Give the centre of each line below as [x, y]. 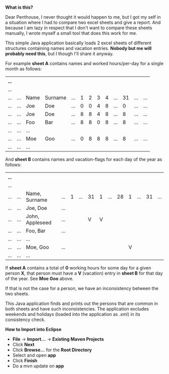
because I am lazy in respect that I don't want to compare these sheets [79, 28]
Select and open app [34, 355]
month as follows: [23, 69]
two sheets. [17, 294]
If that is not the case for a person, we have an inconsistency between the [82, 288]
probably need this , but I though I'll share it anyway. [60, 54]
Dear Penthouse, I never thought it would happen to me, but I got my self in [83, 17]
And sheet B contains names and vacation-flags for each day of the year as [84, 159]
